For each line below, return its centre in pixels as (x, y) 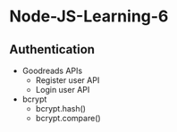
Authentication (52, 49)
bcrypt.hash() (61, 108)
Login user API (63, 90)
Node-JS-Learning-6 (89, 16)
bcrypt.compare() (68, 118)
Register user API (67, 80)
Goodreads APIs (52, 70)
